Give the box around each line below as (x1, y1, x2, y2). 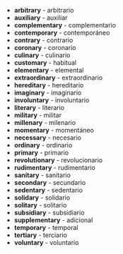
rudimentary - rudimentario (13, 164, 95, 171)
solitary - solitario (13, 201, 67, 209)
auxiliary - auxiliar (13, 13, 69, 22)
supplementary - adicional (13, 216, 93, 224)
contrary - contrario (13, 36, 74, 44)
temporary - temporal (13, 224, 78, 231)
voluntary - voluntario (13, 238, 79, 246)
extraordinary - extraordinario (13, 73, 103, 82)
